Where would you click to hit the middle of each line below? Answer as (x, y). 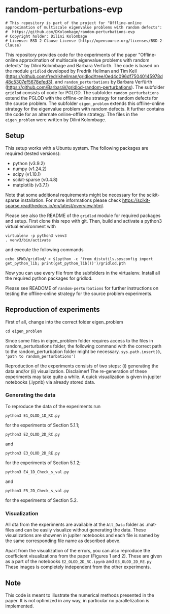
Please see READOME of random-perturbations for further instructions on (82, 288)
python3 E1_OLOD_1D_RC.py (32, 416)
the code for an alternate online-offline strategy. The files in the (72, 114)
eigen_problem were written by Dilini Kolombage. (56, 119)
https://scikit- (136, 200)
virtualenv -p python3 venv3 (36, 235)
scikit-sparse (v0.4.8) (35, 179)
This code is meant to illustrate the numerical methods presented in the (80, 595)
